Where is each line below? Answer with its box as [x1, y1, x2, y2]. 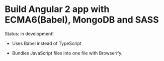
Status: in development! [5, 30, 54, 36]
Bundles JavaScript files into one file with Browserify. [12, 50, 123, 56]
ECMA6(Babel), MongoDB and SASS [5, 14, 159, 25]
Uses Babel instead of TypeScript [12, 40, 81, 46]
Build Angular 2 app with [5, 3, 110, 15]
